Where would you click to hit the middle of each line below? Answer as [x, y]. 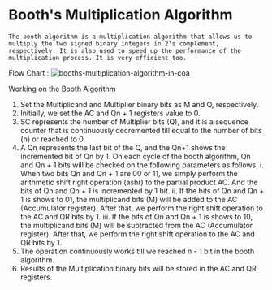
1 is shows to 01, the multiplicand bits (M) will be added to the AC [129, 199]
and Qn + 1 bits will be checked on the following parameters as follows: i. [142, 165]
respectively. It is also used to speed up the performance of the [125, 50]
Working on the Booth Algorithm [62, 89]
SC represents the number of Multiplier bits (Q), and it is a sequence [134, 121]
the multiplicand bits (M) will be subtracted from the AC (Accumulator [136, 225]
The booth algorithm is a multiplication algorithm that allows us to [130, 37]
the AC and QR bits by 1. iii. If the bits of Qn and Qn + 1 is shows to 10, [136, 216]
